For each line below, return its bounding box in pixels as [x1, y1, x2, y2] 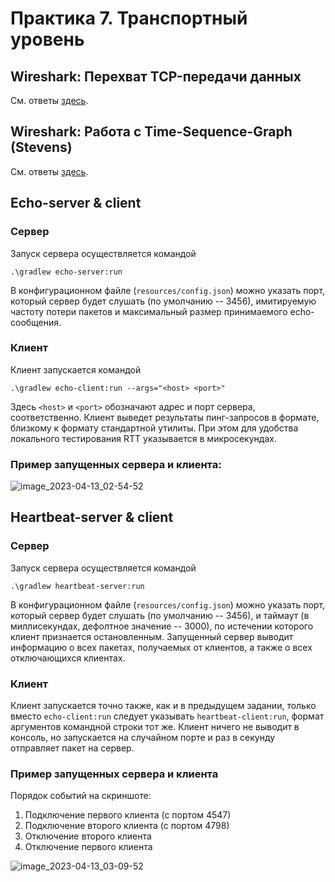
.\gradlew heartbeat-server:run [10, 581, 145, 591]
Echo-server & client [10, 195, 142, 212]
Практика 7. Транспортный [10, 7, 248, 30]
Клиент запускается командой [10, 363, 142, 376]
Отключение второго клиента [24, 830, 152, 842]
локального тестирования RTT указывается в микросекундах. [10, 432, 277, 444]
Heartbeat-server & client [10, 509, 174, 526]
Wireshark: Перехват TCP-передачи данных [10, 68, 302, 85]
